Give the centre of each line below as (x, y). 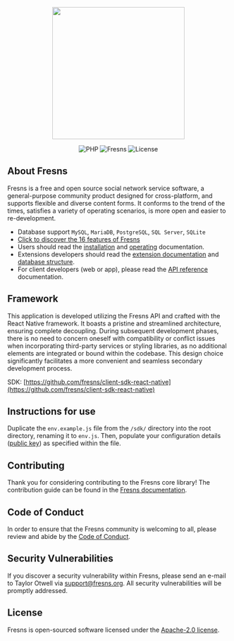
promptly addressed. (38, 590)
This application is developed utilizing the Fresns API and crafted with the (114, 316)
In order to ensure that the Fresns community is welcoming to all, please (112, 529)
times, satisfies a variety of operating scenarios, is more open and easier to (117, 211)
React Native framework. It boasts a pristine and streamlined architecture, (115, 323)
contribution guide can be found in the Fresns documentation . (97, 490)
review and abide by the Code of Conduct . (69, 537)
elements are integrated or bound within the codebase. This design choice (115, 353)
